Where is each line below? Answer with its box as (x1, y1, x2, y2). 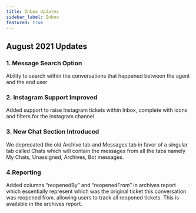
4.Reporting (6, 168, 41, 177)
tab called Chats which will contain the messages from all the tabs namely (6, 147, 186, 154)
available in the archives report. (6, 200, 82, 207)
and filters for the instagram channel (6, 113, 95, 120)
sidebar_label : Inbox (6, 14, 59, 20)
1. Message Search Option (6, 59, 82, 67)
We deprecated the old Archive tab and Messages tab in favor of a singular (6, 141, 188, 148)
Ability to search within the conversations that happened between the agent (6, 72, 190, 79)
